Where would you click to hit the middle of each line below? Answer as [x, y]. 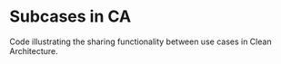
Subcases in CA [70, 17]
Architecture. [34, 50]
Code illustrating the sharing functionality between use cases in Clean [140, 41]
